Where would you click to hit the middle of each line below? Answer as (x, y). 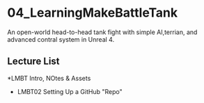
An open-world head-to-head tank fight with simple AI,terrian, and (102, 32)
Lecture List (34, 62)
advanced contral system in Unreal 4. (61, 39)
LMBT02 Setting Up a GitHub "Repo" (70, 91)
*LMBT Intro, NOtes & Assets (49, 78)
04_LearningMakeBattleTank (93, 13)
